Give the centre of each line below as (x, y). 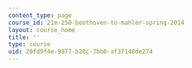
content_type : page (40, 15)
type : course (30, 45)
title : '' (24, 37)
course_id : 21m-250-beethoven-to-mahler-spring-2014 (96, 23)
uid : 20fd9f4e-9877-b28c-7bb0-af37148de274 (81, 52)
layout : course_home (42, 30)
